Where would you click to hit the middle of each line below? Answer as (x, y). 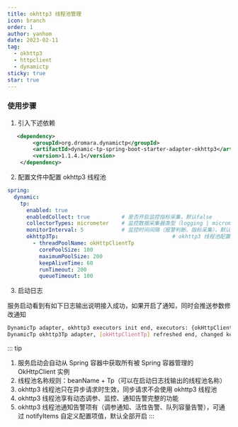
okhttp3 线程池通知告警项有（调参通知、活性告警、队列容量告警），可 (118, 407)
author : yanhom (30, 34)
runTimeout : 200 (63, 270)
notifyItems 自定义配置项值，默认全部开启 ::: (90, 416)
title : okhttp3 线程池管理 (44, 14)
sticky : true (27, 73)
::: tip (15, 348)
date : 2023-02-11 (33, 40)
